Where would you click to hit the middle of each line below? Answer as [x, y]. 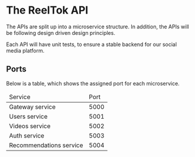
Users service [28, 116]
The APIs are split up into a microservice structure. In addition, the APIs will [97, 27]
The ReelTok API [47, 10]
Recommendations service [46, 145]
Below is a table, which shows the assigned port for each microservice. [93, 83]
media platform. [25, 50]
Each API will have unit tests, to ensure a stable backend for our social [92, 44]
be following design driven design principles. [61, 32]
